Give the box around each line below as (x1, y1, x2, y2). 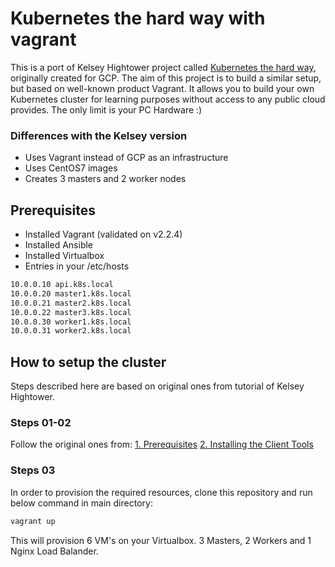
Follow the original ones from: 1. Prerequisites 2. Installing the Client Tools (10, 438, 314, 451)
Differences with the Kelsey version (10, 128, 188, 142)
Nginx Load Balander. (10, 545, 99, 557)
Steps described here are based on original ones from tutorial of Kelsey (10, 380, 305, 392)
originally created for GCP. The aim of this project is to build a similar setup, (10, 72, 322, 84)
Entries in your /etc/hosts (24, 260, 130, 272)
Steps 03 (10, 463, 56, 477)
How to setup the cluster (10, 353, 167, 371)
